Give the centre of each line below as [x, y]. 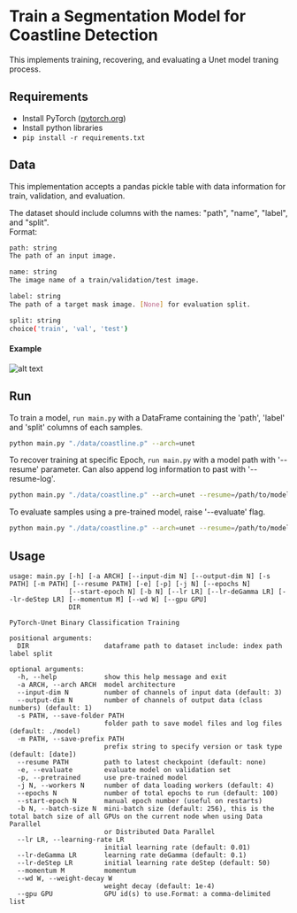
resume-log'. [32, 479]
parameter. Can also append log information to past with [143, 469]
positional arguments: [51, 638]
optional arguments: [47, 669]
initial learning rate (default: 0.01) [177, 847]
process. [25, 69]
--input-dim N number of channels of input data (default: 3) [150, 692]
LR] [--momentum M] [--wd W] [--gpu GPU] [130, 600]
